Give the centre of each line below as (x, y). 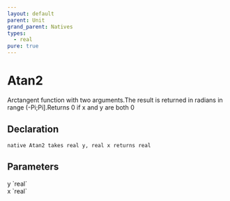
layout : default (31, 14)
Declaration (33, 129)
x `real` (17, 191)
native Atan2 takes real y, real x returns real (79, 145)
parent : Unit (26, 20)
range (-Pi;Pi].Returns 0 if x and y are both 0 (71, 107)
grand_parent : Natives (40, 27)
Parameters (33, 167)
